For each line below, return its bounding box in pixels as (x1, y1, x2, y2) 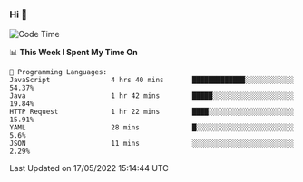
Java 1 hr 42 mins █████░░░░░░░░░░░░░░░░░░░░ (9, 91, 295, 101)
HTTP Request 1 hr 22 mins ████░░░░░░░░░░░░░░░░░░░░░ (9, 108, 295, 117)
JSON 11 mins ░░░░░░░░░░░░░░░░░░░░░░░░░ (9, 139, 295, 148)
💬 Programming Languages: (9, 68, 107, 77)
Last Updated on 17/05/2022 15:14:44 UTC (9, 163, 170, 174)
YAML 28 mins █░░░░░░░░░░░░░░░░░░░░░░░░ (9, 123, 295, 132)
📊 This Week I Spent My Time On (9, 47, 138, 58)
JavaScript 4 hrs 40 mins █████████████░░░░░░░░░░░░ (9, 76, 295, 85)
